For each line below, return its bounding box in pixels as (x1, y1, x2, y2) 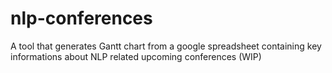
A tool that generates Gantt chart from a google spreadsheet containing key (10, 40, 322, 52)
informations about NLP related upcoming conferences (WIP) (10, 50, 262, 62)
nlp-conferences (10, 7, 153, 30)
